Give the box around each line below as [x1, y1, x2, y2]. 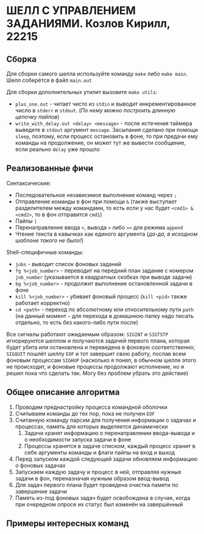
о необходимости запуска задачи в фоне [24, 436, 132, 443]
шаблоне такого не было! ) [15, 236, 84, 244]
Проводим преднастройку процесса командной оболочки [15, 403, 167, 411]
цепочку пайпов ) [15, 114, 60, 120]
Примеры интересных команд [6, 518, 129, 529]
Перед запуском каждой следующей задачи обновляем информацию [15, 455, 198, 463]
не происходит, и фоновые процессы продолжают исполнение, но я [6, 363, 185, 370]
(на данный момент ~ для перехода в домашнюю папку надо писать [15, 312, 194, 319]
